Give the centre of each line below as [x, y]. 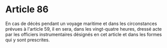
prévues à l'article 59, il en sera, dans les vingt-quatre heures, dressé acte [84, 29]
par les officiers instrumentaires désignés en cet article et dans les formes [84, 34]
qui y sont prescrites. [28, 40]
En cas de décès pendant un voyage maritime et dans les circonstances [81, 23]
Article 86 [27, 9]
